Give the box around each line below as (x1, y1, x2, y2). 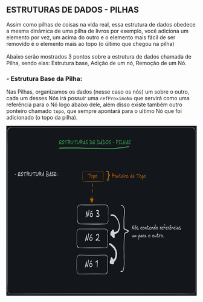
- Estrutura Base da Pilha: (6, 74, 83, 83)
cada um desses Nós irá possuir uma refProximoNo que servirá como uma (6, 95, 190, 102)
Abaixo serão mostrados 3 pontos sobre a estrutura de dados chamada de (6, 53, 192, 60)
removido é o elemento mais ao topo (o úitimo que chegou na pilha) (6, 40, 175, 47)
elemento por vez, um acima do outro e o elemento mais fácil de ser (6, 33, 176, 41)
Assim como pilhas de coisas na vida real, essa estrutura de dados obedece (6, 21, 196, 28)
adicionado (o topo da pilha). (6, 114, 78, 121)
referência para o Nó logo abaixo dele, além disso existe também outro (6, 101, 182, 108)
